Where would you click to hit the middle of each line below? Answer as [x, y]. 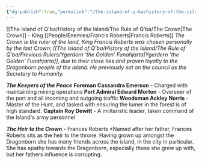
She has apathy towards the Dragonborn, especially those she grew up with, [101, 148]
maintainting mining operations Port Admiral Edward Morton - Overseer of [99, 91]
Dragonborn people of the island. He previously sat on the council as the [96, 67]
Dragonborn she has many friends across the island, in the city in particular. [100, 141]
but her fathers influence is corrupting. [54, 154]
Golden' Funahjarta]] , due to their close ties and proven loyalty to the [92, 61]
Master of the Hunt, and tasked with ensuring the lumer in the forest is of [96, 104]
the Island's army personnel [41, 117]
